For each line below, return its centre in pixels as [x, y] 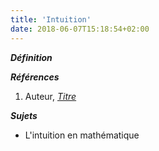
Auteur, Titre [50, 96]
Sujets [24, 115]
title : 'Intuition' [51, 19]
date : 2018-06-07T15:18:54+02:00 [80, 29]
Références [35, 77]
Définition [31, 57]
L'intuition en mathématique [82, 135]
